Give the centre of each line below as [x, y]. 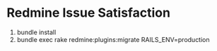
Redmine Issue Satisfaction [89, 13]
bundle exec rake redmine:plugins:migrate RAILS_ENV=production [113, 39]
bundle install [36, 32]
